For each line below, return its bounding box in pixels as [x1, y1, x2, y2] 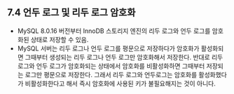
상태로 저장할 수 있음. [30, 35, 89, 43]
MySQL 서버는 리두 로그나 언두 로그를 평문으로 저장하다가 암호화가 [17, 44, 200, 53]
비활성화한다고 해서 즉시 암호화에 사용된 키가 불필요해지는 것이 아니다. [25, 79, 216, 88]
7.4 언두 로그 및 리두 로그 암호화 [7, 6, 136, 19]
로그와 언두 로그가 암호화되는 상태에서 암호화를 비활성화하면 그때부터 [17, 62, 205, 70]
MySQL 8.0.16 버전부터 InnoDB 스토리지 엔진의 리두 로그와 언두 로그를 [17, 27, 211, 35]
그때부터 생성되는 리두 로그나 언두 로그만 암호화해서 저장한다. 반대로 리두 [25, 53, 223, 61]
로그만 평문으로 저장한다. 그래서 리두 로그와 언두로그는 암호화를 [25, 70, 198, 79]
